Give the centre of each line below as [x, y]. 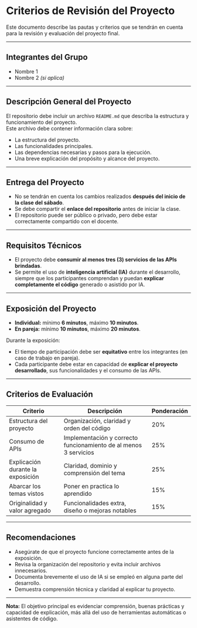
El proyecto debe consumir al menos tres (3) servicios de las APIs [96, 260]
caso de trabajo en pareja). [47, 358]
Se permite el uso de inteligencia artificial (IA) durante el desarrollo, [97, 272]
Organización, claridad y [97, 421]
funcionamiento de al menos [103, 445]
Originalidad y [28, 503]
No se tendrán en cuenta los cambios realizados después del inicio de [100, 197]
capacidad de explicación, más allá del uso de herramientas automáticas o [96, 612]
